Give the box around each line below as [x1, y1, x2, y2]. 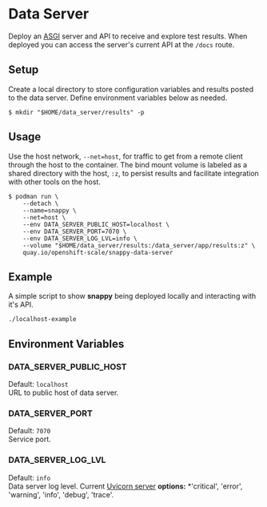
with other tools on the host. [8, 177, 102, 187]
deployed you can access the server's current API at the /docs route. [8, 39, 235, 49]
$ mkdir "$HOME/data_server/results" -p [8, 108, 145, 116]
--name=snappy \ [22, 206, 78, 215]
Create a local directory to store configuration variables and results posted [8, 84, 254, 94]
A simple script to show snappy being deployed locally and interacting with [8, 292, 257, 301]
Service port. [8, 434, 52, 445]
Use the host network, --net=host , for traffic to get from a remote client [8, 151, 244, 161]
